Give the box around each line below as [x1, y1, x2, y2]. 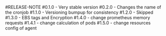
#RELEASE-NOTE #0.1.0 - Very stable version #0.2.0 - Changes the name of [5, 4, 162, 10]
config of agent [5, 25, 37, 31]
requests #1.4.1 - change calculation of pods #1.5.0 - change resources [5, 20, 151, 26]
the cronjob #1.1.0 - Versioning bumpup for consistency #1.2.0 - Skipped [5, 9, 154, 15]
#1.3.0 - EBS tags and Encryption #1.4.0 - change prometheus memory [5, 15, 151, 20]
